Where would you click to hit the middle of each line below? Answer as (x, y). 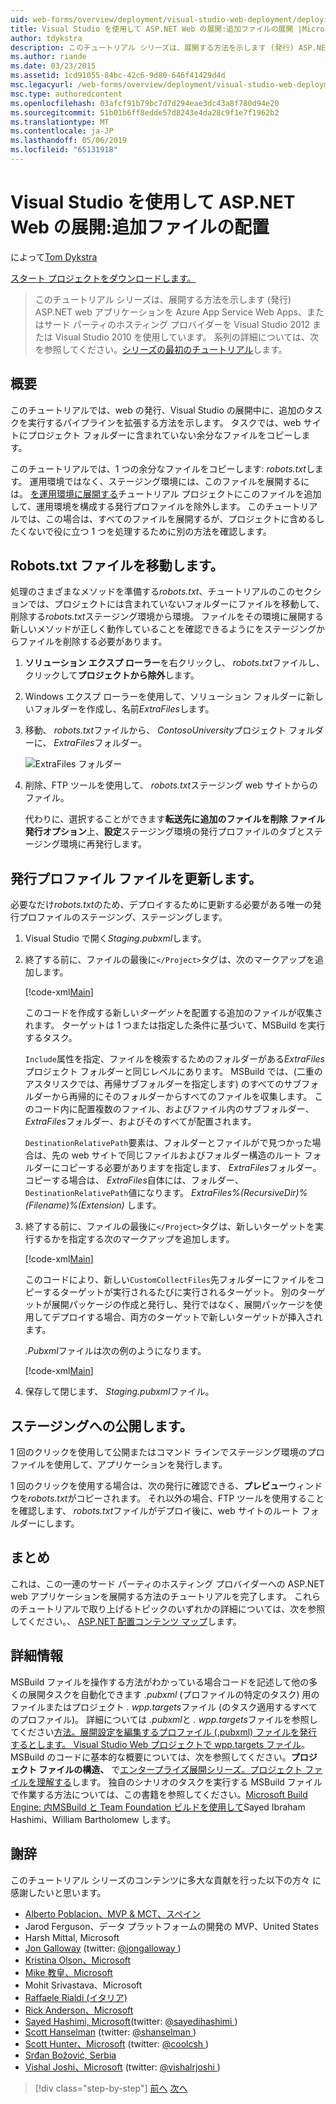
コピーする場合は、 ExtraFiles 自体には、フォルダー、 (134, 1180)
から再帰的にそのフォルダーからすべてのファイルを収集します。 (182, 1097)
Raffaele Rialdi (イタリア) (76, 1997)
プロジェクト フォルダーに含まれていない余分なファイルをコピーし (164, 435)
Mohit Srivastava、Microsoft (83, 1985)
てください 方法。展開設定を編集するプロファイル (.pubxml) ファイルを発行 (164, 1732)
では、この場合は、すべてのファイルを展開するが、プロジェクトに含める (167, 518)
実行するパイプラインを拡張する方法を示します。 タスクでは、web (164, 422)
